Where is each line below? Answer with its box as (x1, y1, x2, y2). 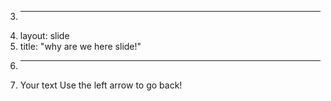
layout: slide (19, 30, 70, 41)
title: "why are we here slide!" (19, 41, 142, 52)
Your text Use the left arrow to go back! (19, 79, 183, 91)
